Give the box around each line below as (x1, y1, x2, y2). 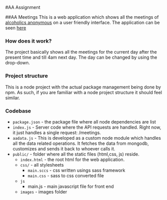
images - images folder (20, 188, 67, 194)
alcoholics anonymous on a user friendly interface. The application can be (5, 20, 160, 25)
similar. (5, 95, 20, 101)
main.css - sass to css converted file (27, 172, 104, 179)
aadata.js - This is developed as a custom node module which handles (12, 135, 161, 141)
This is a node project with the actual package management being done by (5, 84, 161, 90)
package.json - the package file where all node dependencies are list (12, 118, 156, 125)
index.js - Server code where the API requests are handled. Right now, (12, 124, 161, 130)
